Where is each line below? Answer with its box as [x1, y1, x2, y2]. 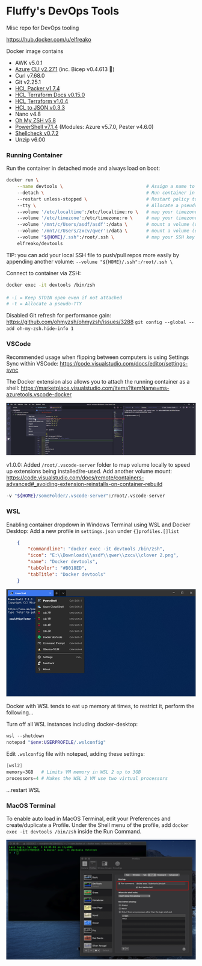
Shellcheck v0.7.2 [14, 129, 59, 137]
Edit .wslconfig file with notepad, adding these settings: [6, 750, 145, 758]
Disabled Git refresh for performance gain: [6, 312, 111, 319]
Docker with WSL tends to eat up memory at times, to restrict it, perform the [6, 703, 195, 710]
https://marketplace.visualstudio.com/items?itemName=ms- [20, 384, 170, 391]
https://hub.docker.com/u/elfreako [6, 36, 91, 43]
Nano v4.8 [14, 110, 41, 117]
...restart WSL [6, 786, 40, 793]
